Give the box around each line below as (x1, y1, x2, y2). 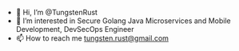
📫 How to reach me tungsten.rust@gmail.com (15, 33, 169, 43)
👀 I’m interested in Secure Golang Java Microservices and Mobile (15, 16, 231, 25)
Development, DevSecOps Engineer (15, 25, 134, 33)
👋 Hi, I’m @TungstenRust (15, 8, 98, 17)
